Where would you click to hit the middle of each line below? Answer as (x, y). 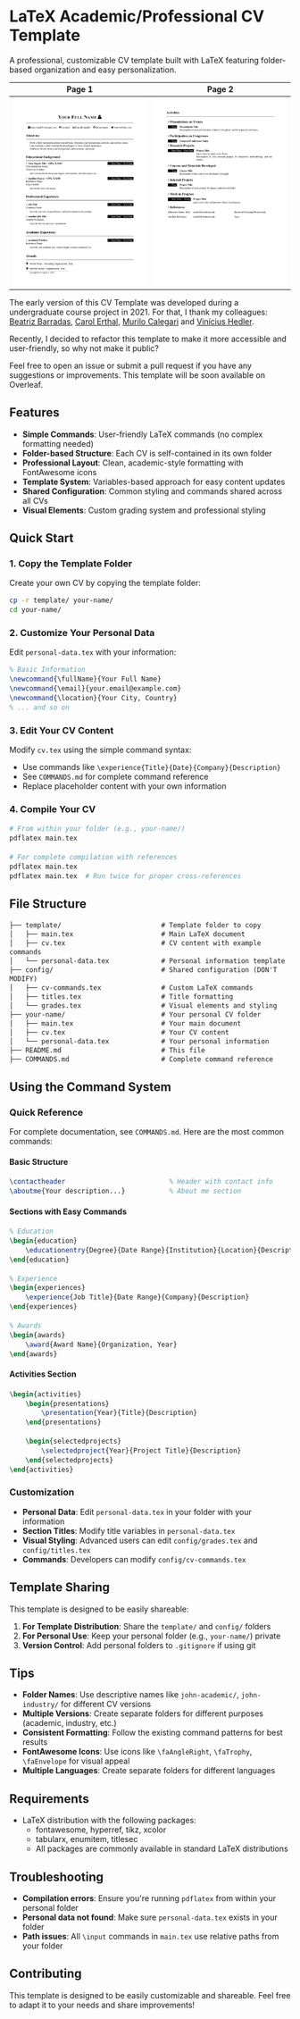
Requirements (49, 1799)
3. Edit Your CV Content (62, 730)
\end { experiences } (43, 1307)
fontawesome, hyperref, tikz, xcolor (101, 1830)
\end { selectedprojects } (70, 1460)
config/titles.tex (56, 1550)
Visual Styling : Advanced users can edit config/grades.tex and (140, 1540)
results (35, 1742)
